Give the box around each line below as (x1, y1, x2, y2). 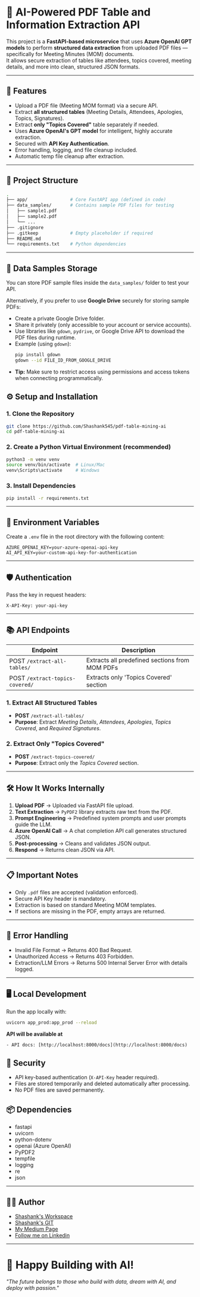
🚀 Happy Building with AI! (6, 1258, 134, 1272)
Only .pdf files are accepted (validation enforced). (14, 889, 138, 896)
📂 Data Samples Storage (6, 263, 98, 273)
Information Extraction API (6, 18, 140, 32)
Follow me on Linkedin (14, 1232, 70, 1239)
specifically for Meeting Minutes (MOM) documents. (6, 50, 135, 57)
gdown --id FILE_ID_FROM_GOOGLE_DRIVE (14, 357, 111, 363)
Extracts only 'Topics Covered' (86, 673, 172, 681)
